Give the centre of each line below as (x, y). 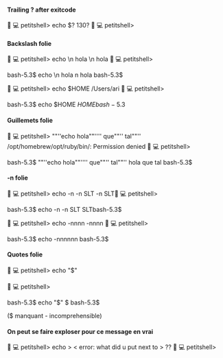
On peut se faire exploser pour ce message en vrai (80, 331)
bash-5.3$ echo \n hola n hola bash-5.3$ (65, 75)
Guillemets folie (30, 120)
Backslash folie (30, 43)
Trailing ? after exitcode (42, 10)
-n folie (18, 178)
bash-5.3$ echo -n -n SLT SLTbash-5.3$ (64, 209)
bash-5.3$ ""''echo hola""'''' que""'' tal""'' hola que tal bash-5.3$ (100, 162)
